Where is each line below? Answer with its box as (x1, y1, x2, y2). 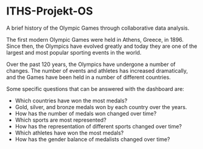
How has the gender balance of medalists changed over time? (15, 135, 170, 143)
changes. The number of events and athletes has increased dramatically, (6, 67, 188, 74)
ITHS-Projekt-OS (6, 4, 93, 18)
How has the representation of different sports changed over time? (15, 122, 182, 130)
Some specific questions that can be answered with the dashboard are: (6, 85, 185, 92)
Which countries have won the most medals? (15, 97, 128, 104)
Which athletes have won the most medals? (15, 129, 124, 136)
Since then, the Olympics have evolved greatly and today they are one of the (6, 42, 198, 50)
